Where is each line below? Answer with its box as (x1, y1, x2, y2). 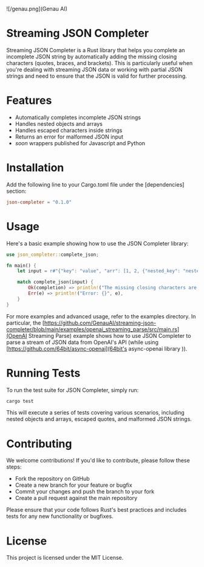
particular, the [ (6, 319, 44, 326)
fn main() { (6, 263, 36, 269)
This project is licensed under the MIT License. (6, 554, 124, 562)
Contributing (6, 437, 72, 450)
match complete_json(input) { (17, 279, 94, 285)
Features (6, 94, 52, 108)
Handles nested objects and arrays (15, 120, 103, 127)
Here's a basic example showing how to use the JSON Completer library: (6, 239, 189, 247)
